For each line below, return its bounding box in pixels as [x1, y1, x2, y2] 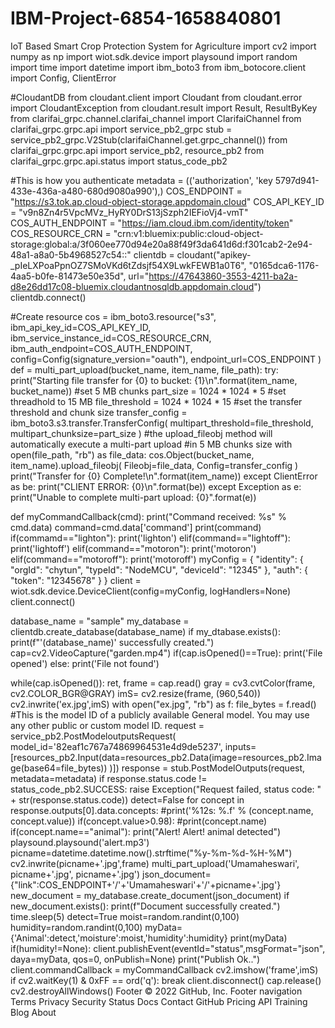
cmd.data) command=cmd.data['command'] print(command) [10, 521, 262, 533]
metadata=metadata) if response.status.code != [10, 772, 208, 784]
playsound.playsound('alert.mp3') [10, 836, 150, 848]
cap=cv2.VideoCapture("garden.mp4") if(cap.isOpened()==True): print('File [10, 647, 323, 659]
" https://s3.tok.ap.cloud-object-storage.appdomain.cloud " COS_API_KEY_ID [10, 195, 325, 207]
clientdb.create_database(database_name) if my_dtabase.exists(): [10, 625, 281, 637]
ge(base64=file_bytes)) [10, 762, 108, 774]
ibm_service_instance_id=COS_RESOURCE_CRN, [10, 332, 212, 344]
